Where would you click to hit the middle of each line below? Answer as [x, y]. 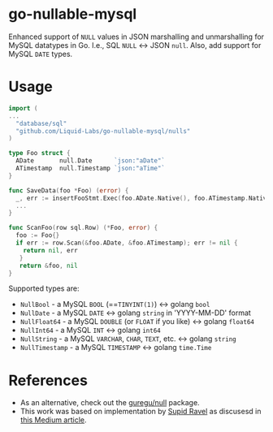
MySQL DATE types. [41, 54]
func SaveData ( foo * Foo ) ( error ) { [69, 190]
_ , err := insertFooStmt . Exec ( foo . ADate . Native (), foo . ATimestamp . [132, 198]
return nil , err [51, 250]
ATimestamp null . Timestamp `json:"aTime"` [90, 168]
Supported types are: [44, 288]
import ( [23, 108]
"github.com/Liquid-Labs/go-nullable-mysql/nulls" [103, 131]
